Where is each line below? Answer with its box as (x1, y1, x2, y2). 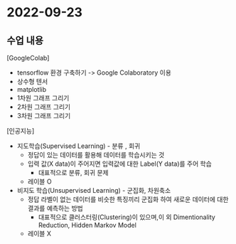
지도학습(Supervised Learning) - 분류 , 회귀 (16, 142, 141, 150)
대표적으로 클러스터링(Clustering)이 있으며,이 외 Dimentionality (38, 213, 216, 221)
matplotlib (16, 85, 47, 93)
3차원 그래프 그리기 (16, 112, 71, 120)
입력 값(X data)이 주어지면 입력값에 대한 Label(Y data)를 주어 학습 (27, 159, 213, 168)
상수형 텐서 (16, 78, 48, 85)
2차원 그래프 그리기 (16, 102, 71, 111)
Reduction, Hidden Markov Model (38, 221, 136, 229)
